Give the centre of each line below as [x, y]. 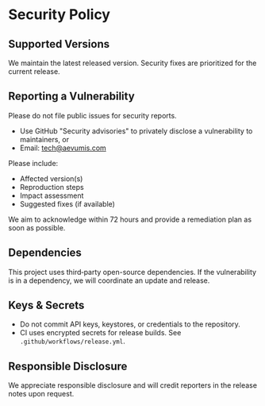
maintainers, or [44, 139]
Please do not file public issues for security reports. [92, 115]
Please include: [33, 163]
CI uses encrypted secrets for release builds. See [100, 333]
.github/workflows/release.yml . [72, 341]
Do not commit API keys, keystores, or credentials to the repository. [130, 324]
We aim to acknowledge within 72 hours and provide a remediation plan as [130, 219]
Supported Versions [59, 44]
